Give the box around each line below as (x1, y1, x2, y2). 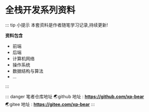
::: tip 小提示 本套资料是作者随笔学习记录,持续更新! (5, 22, 108, 28)
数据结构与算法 (12, 68, 43, 74)
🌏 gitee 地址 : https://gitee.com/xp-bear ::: (5, 101, 95, 107)
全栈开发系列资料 (5, 4, 76, 16)
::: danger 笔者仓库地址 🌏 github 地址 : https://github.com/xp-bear (5, 93, 144, 100)
